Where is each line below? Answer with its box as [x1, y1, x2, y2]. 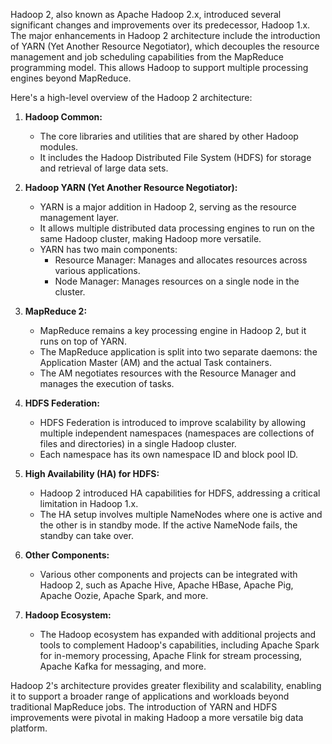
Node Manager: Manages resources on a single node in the [54, 275, 300, 287]
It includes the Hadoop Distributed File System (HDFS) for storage [39, 152, 312, 163]
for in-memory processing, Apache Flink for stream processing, [39, 650, 303, 661]
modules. [39, 141, 79, 153]
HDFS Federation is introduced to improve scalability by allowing [39, 417, 307, 428]
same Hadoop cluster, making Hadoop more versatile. [39, 233, 262, 244]
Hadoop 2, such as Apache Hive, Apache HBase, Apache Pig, [39, 579, 294, 591]
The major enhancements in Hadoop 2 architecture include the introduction [10, 30, 321, 41]
